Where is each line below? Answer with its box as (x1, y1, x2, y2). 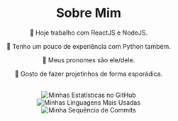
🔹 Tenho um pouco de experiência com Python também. (6, 42, 172, 50)
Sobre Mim (55, 5, 122, 21)
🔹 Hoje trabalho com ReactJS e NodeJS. (29, 28, 148, 37)
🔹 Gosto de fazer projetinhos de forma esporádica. (14, 69, 163, 78)
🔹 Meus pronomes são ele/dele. (42, 55, 135, 64)
